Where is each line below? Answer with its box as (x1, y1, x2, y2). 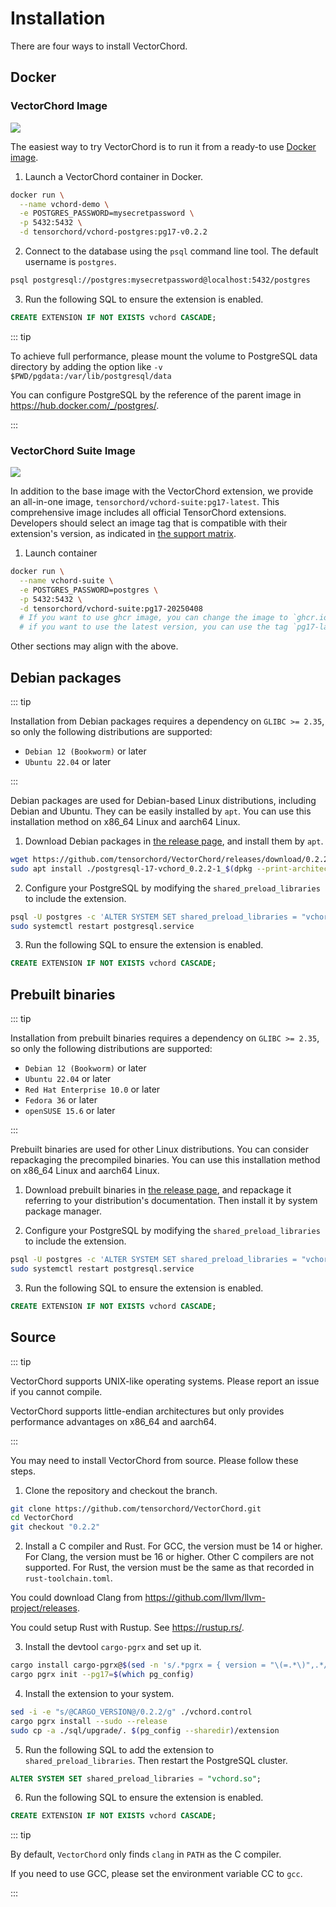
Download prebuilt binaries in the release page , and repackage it (24, 1184, 292, 1196)
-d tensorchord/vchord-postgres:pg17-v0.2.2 (19, 227, 208, 237)
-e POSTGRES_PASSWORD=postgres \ (19, 585, 159, 595)
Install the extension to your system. (24, 1687, 175, 1699)
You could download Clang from (10, 1592, 143, 1604)
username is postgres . (24, 256, 117, 267)
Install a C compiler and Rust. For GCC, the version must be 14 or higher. (24, 1540, 323, 1552)
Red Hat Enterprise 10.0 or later (24, 1083, 161, 1096)
